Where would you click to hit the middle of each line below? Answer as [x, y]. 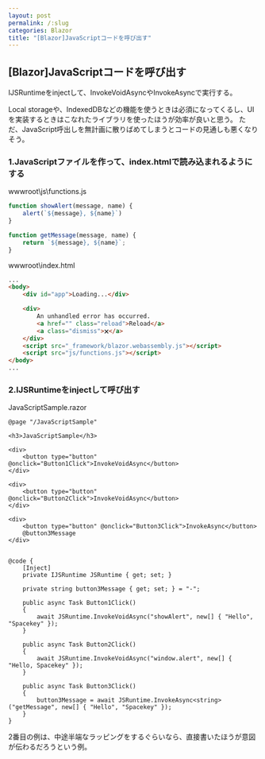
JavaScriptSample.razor [48, 408]
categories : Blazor [40, 30]
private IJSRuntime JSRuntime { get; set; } [97, 575]
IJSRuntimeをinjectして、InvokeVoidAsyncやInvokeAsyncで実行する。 [123, 93]
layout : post [30, 15]
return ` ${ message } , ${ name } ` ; [74, 242]
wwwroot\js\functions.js [48, 192]
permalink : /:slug [38, 23]
